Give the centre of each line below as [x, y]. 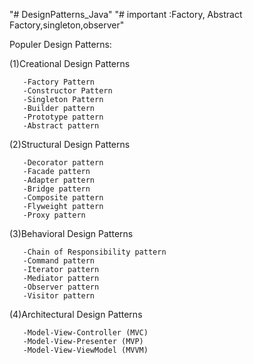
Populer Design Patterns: [60, 44]
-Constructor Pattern [67, 91]
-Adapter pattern [59, 180]
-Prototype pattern [63, 117]
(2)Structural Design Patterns [70, 144]
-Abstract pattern [61, 126]
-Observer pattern [61, 287]
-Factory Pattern [59, 82]
